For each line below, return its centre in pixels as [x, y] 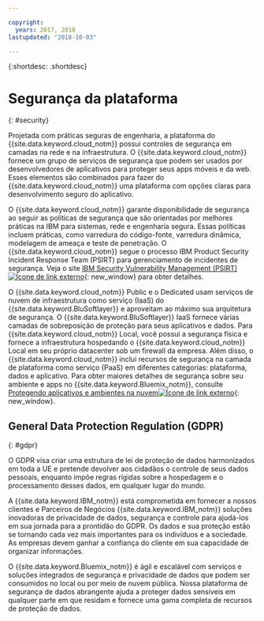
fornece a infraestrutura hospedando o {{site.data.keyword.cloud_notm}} [127, 342]
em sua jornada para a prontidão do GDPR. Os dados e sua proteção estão [129, 526]
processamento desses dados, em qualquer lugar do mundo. [107, 486]
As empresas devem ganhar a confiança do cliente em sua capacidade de [128, 543]
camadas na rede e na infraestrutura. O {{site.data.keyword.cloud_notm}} [127, 152]
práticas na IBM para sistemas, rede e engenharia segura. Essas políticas [127, 227]
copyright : [26, 22]
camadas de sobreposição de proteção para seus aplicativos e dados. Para [130, 326]
